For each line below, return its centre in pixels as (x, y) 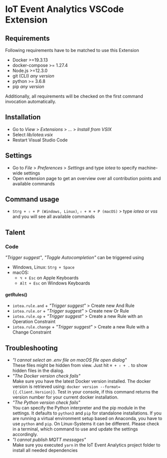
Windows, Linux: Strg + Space (43, 267)
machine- (148, 167)
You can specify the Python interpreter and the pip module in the (79, 408)
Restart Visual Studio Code (40, 140)
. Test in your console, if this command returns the (106, 392)
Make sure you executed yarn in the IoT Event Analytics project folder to (86, 445)
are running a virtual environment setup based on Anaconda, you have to (87, 418)
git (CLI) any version (33, 76)
